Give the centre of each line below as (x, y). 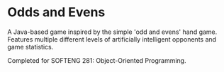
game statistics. (30, 47)
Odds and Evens (56, 12)
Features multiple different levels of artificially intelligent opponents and (112, 39)
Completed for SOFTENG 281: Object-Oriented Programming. (97, 60)
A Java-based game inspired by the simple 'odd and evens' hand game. (112, 32)
